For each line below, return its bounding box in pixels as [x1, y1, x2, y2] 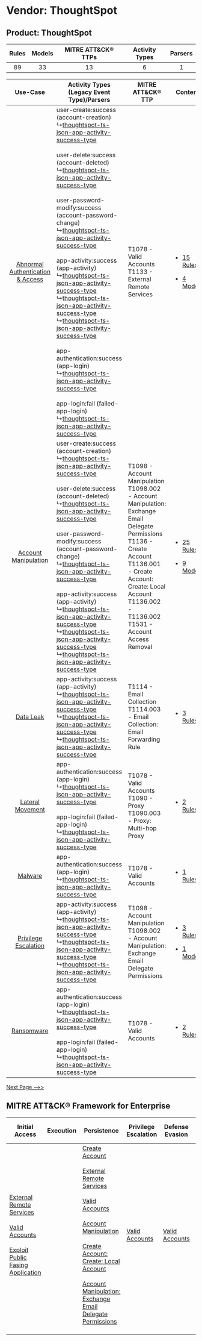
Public [9, 1253, 27, 1261]
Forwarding [127, 736, 161, 743]
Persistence [84, 1126, 119, 1134]
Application [9, 1268, 41, 1277]
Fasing [9, 1260, 28, 1269]
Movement [14, 805, 45, 813]
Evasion [164, 1130, 188, 1139]
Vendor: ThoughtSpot [6, 4, 118, 17]
